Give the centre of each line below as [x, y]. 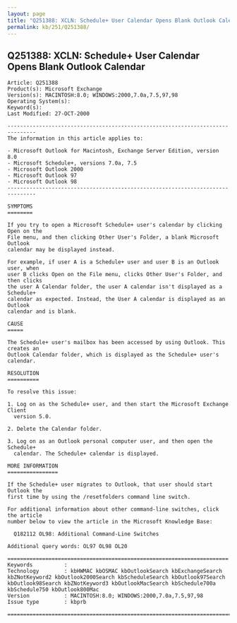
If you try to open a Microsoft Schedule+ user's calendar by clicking [115, 225]
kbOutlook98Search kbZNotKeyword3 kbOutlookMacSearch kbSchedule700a [112, 583]
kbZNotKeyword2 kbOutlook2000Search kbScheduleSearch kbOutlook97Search [116, 577]
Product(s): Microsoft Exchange [55, 89]
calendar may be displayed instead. [61, 250]
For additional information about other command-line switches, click [113, 509]
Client [17, 410]
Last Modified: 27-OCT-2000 [49, 114]
